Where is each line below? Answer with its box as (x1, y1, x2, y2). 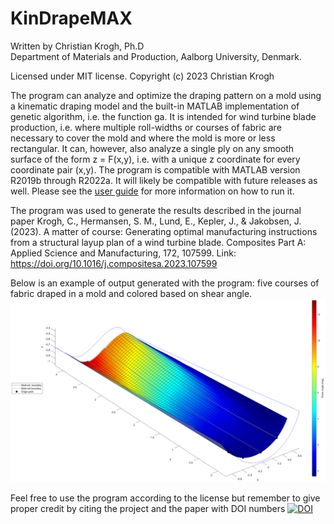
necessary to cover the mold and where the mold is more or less (10, 132, 276, 144)
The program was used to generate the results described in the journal (10, 204, 302, 216)
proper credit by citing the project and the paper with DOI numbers (10, 503, 286, 515)
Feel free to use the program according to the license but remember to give (10, 492, 321, 504)
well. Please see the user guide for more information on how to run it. (10, 185, 295, 197)
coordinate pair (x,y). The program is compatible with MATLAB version (10, 163, 301, 176)
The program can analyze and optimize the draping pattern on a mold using (10, 89, 322, 101)
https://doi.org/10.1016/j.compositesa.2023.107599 (10, 257, 218, 269)
